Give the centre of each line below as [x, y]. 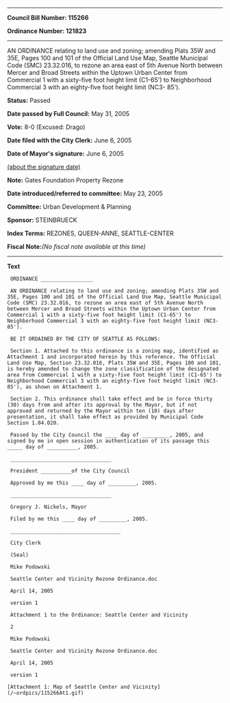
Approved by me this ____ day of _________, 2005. [84, 483]
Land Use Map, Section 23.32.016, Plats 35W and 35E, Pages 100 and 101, [115, 363]
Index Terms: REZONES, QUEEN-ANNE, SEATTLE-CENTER [90, 233]
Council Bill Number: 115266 [48, 17]
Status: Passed [29, 100]
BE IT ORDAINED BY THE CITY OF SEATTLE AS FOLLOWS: [85, 339]
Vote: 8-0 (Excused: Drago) [46, 127]
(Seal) [20, 555]
